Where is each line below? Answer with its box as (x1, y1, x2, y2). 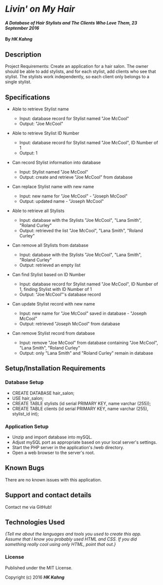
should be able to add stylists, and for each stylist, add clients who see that (5, 68, 156, 74)
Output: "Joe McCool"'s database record (19, 292, 101, 297)
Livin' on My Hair (5, 3, 75, 15)
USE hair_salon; (12, 395, 44, 401)
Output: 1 (19, 150, 38, 156)
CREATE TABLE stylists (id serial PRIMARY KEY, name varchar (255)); (12, 400, 151, 406)
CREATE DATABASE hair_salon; (12, 390, 74, 396)
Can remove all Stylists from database (12, 242, 89, 248)
